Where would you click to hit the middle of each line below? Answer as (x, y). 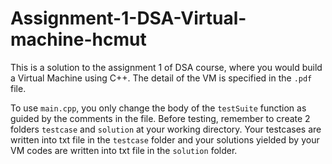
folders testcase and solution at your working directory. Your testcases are (166, 129)
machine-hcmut (78, 39)
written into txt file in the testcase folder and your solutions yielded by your (165, 139)
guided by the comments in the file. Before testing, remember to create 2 (160, 118)
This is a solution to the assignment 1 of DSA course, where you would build (166, 67)
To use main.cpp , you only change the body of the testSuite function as (158, 108)
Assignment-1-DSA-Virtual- (128, 18)
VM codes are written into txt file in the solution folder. (124, 150)
